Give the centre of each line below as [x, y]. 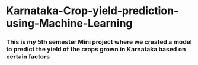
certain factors [28, 57]
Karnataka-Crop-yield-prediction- [92, 11]
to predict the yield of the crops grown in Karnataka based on [96, 50]
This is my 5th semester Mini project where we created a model [99, 42]
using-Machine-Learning [69, 23]
